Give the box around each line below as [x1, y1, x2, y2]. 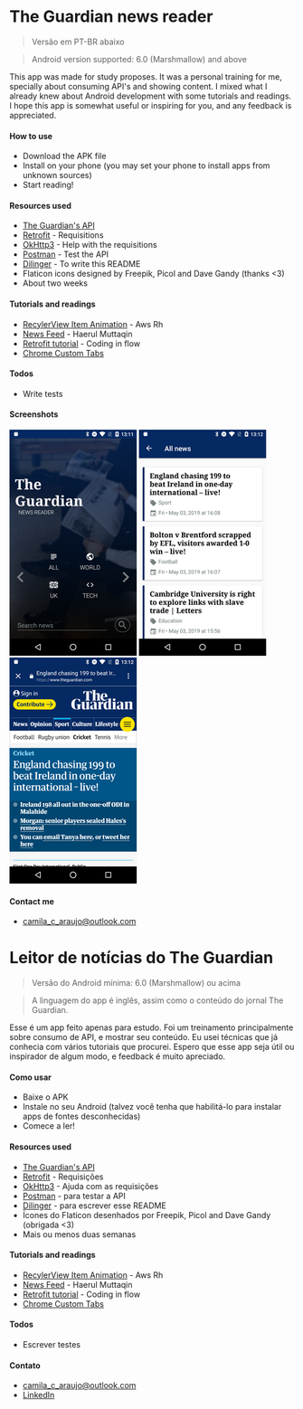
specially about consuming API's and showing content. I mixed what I [9, 80, 268, 91]
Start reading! [22, 179, 74, 191]
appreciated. [9, 109, 57, 120]
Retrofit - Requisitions [22, 230, 104, 241]
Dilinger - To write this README [22, 259, 141, 270]
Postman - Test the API [22, 249, 109, 260]
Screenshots [9, 409, 59, 420]
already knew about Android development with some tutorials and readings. [9, 90, 292, 101]
